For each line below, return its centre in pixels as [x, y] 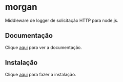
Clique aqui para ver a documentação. [43, 47]
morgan [21, 7]
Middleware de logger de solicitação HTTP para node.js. [62, 20]
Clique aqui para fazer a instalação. [41, 74]
